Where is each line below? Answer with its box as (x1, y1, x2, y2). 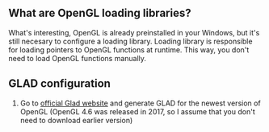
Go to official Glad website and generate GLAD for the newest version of (19, 98, 261, 108)
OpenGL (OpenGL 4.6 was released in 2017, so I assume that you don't (19, 106, 256, 116)
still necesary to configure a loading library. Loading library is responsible (8, 36, 253, 46)
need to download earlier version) (19, 115, 133, 125)
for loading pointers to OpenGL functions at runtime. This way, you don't (8, 44, 250, 55)
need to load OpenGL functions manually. (8, 53, 147, 63)
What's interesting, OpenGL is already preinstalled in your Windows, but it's (8, 27, 260, 37)
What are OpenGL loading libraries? (8, 6, 191, 20)
